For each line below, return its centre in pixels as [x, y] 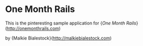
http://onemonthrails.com [33, 28]
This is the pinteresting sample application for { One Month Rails [71, 23]
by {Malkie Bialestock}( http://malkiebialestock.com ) [58, 38]
